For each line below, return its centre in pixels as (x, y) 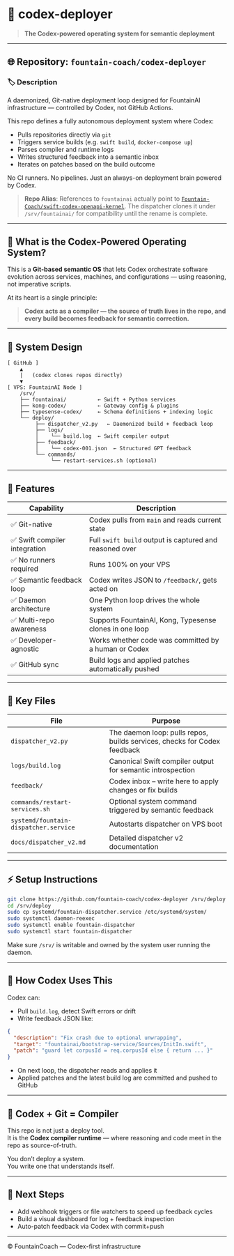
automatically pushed (124, 669)
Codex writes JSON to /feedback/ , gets (153, 580)
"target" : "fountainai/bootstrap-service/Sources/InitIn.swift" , (110, 1044)
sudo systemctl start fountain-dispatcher (70, 932)
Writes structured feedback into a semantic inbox (88, 157)
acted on (103, 589)
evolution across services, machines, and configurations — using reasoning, (117, 277)
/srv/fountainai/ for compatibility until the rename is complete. (116, 213)
